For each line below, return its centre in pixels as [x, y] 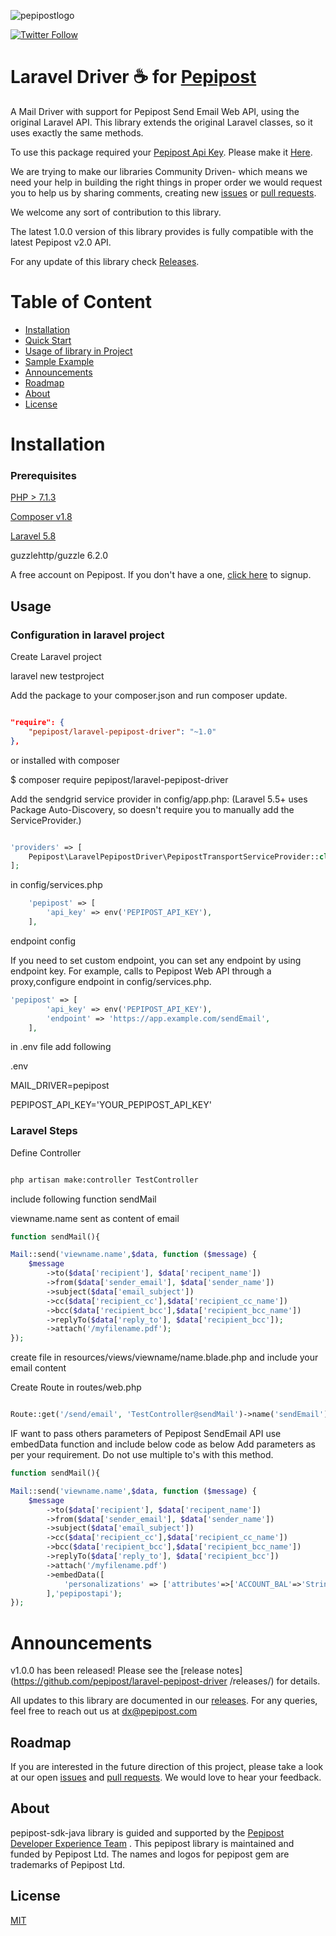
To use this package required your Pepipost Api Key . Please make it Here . [161, 152]
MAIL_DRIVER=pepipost [60, 1086]
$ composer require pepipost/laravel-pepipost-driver [119, 779]
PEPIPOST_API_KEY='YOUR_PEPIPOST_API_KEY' [111, 1105]
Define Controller [46, 1152]
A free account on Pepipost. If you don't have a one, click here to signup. [161, 575]
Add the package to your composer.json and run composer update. [149, 696]
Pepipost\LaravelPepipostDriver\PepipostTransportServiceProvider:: [174, 856]
